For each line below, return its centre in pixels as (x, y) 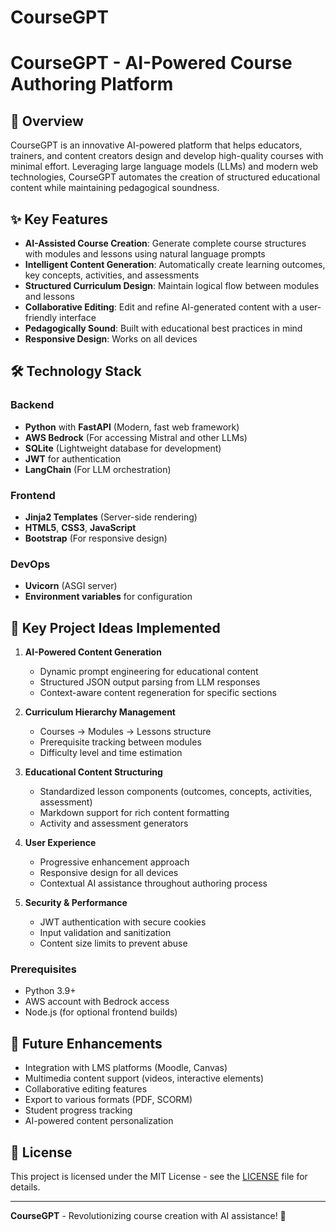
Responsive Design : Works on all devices (111, 339)
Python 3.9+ (50, 991)
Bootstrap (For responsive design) (96, 538)
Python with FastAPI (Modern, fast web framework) (132, 427)
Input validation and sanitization (105, 933)
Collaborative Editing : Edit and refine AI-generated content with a (161, 307)
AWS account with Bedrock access (97, 1002)
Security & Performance (76, 903)
